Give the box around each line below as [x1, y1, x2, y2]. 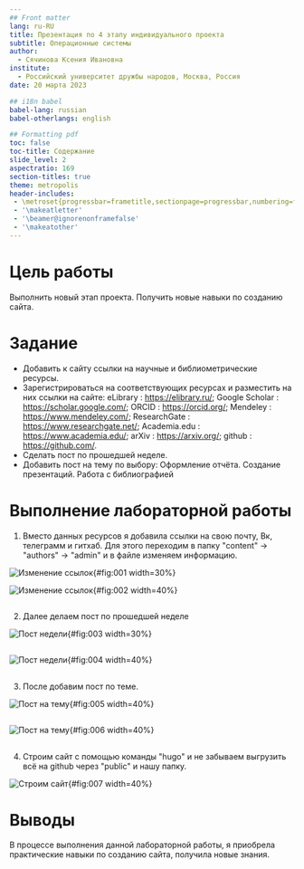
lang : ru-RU [9, 22, 54, 31]
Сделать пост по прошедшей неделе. [22, 449, 168, 460]
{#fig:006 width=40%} [69, 725, 155, 736]
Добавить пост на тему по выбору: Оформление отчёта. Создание [22, 459, 281, 470]
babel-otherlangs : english [9, 114, 111, 123]
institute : [9, 64, 51, 73]
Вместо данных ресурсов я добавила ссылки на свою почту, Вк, [22, 530, 273, 541]
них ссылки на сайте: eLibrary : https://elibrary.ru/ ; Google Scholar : [22, 391, 279, 403]
